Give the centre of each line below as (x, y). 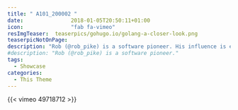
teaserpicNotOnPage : (38, 40)
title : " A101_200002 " (42, 14)
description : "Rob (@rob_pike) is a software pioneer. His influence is (117, 47)
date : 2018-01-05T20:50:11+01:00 (79, 20)
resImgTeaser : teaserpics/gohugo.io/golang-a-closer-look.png (103, 33)
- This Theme (33, 79)
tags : (15, 60)
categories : (25, 73)
